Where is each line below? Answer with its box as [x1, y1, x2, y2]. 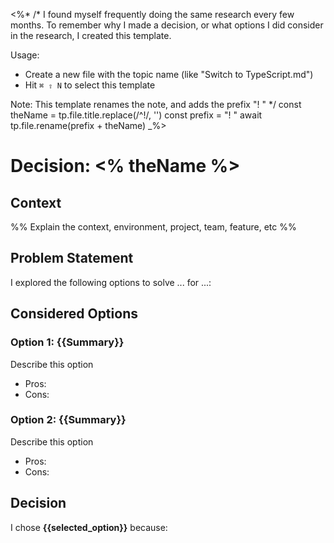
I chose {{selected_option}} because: [10, 521, 168, 533]
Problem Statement [10, 250, 134, 267]
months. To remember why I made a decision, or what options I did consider [10, 19, 324, 31]
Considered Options [10, 305, 138, 323]
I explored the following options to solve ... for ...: [10, 276, 212, 288]
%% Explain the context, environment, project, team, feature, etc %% [10, 221, 297, 233]
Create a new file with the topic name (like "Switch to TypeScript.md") [24, 69, 314, 80]
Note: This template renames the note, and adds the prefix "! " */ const [10, 99, 302, 110]
